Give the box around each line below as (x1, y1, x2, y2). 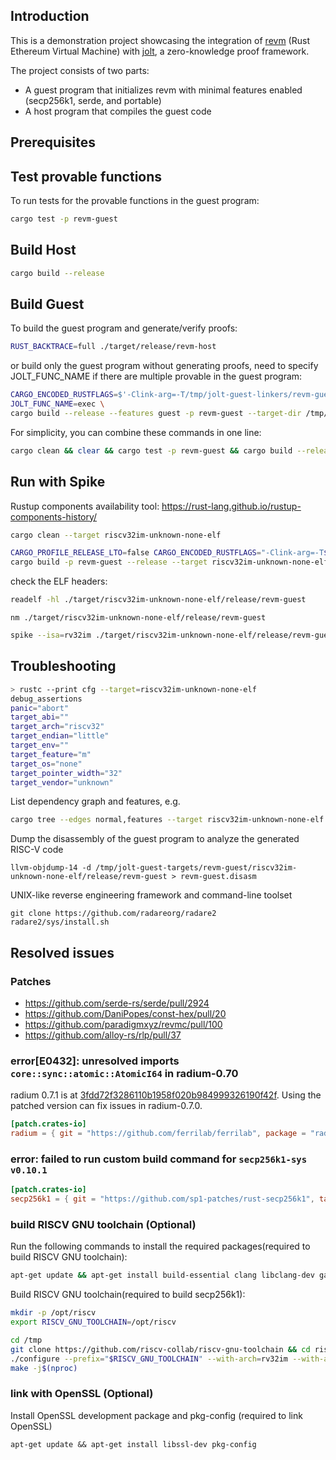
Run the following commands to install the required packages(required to (10, 1240, 311, 1253)
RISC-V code (10, 844, 64, 856)
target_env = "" (10, 740, 70, 751)
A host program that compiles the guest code (24, 105, 212, 117)
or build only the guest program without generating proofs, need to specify (10, 360, 319, 372)
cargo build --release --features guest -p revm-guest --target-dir (10, 409, 302, 419)
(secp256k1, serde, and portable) (24, 94, 162, 106)
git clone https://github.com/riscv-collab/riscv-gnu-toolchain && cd (10, 1344, 311, 1354)
